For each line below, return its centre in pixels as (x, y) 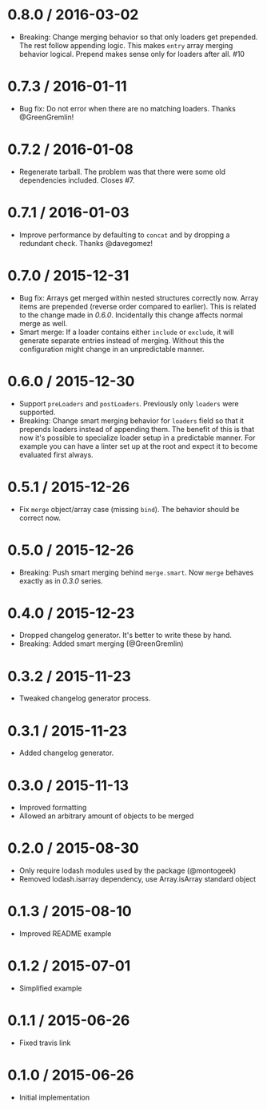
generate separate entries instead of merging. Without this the (122, 340)
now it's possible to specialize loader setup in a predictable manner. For (137, 438)
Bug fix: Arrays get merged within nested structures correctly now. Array (139, 297)
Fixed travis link (45, 1043)
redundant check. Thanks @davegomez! (86, 243)
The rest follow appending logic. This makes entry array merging (126, 45)
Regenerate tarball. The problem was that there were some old (122, 172)
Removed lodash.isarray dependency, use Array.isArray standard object (137, 879)
